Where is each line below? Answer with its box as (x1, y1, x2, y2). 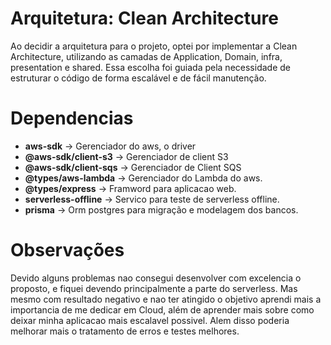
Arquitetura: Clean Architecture (10, 7, 279, 30)
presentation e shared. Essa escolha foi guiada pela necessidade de (10, 61, 291, 73)
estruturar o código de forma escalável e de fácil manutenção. (10, 72, 267, 84)
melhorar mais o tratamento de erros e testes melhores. (10, 325, 240, 337)
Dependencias (10, 107, 134, 130)
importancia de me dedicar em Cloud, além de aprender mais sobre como (10, 303, 315, 316)
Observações (10, 239, 125, 262)
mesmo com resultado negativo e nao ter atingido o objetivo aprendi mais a (10, 293, 322, 305)
